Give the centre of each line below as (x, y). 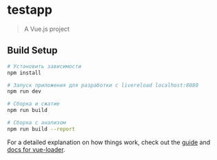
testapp (30, 10)
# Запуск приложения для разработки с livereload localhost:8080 (103, 85)
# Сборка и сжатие (33, 104)
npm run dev (24, 91)
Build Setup (32, 50)
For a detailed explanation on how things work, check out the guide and (109, 142)
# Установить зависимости (44, 66)
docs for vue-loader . (36, 149)
